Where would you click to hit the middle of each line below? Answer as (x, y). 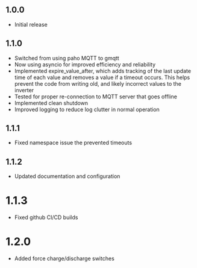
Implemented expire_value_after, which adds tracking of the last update (102, 71)
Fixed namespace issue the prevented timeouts (73, 143)
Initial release (31, 24)
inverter (24, 90)
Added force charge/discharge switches (64, 258)
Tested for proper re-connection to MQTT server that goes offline (95, 97)
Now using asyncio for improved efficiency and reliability (85, 64)
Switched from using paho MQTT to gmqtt (67, 58)
